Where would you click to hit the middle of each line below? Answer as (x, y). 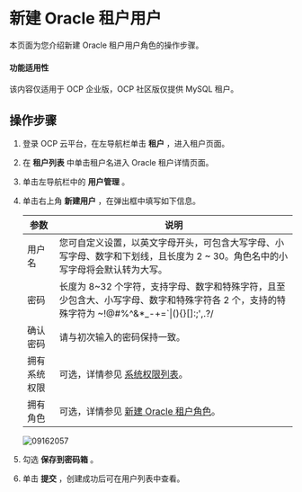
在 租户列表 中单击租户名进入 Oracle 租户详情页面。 (118, 162)
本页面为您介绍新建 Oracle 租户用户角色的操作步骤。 (107, 45)
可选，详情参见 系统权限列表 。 (124, 374)
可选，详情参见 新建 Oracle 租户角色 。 (140, 411)
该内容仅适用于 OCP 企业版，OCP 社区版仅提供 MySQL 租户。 (124, 89)
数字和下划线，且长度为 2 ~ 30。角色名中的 (187, 255)
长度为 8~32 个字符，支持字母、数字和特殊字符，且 (168, 286)
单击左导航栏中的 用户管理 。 (76, 182)
